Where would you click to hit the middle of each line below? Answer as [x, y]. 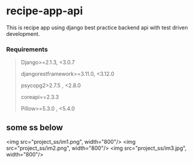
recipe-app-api [45, 11]
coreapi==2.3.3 [40, 97]
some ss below [35, 127]
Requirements [27, 49]
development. [23, 33]
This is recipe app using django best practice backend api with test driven [97, 27]
